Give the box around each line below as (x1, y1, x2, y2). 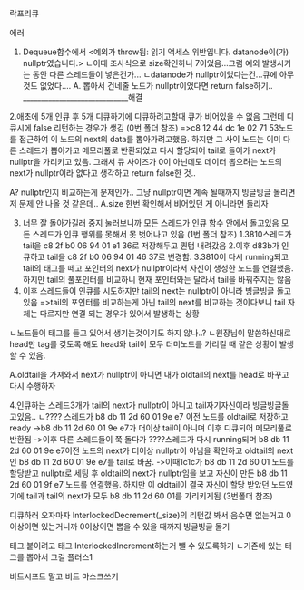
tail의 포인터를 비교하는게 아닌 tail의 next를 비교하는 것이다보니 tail (50, 297, 286, 307)
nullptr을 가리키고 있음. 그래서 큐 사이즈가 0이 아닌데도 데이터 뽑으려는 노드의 (9, 157, 283, 167)
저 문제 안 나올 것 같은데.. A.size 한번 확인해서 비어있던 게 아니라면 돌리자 (9, 198, 270, 208)
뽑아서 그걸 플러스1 (25, 552, 93, 562)
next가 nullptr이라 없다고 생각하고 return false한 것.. (9, 168, 197, 179)
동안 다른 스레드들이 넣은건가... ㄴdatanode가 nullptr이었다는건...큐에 (32, 69, 278, 80)
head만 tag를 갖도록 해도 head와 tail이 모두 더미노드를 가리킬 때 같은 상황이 (9, 339, 278, 349)
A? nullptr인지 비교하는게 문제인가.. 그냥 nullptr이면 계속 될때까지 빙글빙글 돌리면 (9, 187, 296, 198)
